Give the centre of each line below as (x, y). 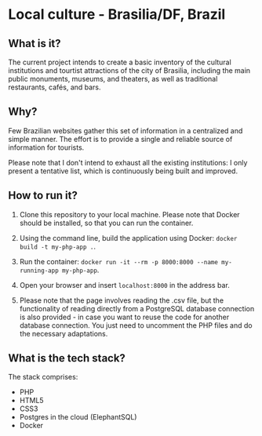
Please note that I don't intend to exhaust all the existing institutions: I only (128, 162)
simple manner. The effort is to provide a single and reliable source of (120, 139)
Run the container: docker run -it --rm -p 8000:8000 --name (118, 261)
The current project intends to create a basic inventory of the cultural (120, 62)
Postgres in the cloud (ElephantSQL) (78, 417)
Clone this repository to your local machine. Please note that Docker (130, 214)
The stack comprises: (43, 377)
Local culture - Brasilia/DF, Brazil (117, 15)
